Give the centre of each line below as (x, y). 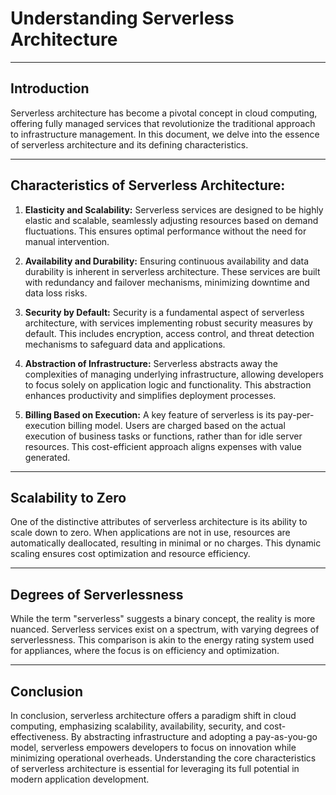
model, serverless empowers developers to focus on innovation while (153, 747)
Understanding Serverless (122, 18)
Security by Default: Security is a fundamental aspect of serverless (164, 312)
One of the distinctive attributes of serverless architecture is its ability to (159, 522)
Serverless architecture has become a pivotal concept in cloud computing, (164, 113)
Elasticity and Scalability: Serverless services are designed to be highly (174, 209)
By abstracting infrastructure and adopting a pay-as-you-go (194, 736)
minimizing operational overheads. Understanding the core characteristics (163, 758)
